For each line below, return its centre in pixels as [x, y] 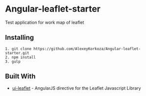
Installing [20, 38]
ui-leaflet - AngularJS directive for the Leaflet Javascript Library [76, 88]
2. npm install [21, 57]
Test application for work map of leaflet [45, 22]
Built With [20, 76]
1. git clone [18, 49]
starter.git [17, 53]
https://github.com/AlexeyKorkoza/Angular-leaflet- [87, 49]
